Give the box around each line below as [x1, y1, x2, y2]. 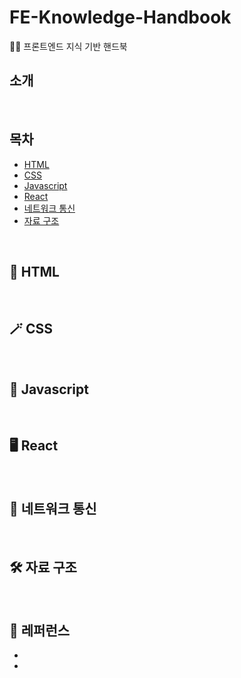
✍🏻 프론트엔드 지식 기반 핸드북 [9, 40, 128, 52]
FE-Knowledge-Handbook [9, 6, 232, 29]
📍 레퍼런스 [9, 622, 71, 639]
